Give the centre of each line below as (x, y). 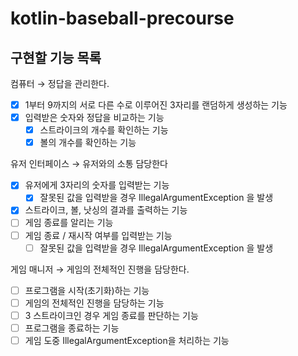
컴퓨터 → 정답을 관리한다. (60, 83)
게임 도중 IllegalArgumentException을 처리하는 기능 (127, 340)
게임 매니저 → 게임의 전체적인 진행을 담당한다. (100, 269)
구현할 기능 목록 (56, 57)
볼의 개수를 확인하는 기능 (88, 143)
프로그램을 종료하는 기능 (72, 328)
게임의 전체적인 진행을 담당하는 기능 (94, 303)
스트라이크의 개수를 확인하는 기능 (104, 130)
